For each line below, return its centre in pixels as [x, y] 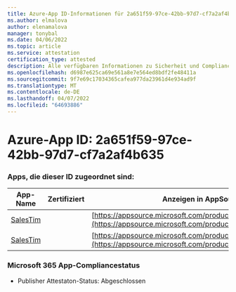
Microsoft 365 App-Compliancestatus [74, 265]
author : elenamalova [38, 27]
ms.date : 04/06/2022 [38, 40]
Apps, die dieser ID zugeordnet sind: [71, 176]
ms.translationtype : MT [42, 86]
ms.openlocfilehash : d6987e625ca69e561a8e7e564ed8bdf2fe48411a [102, 72]
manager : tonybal [33, 33]
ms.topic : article [34, 46]
